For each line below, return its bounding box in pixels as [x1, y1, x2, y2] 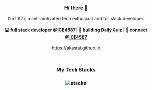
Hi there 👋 [64, 4, 88, 11]
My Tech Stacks [56, 67, 96, 73]
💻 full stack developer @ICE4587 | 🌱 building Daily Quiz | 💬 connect [4, 27, 148, 33]
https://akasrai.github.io [51, 45, 101, 51]
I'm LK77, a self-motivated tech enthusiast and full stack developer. [7, 16, 145, 22]
